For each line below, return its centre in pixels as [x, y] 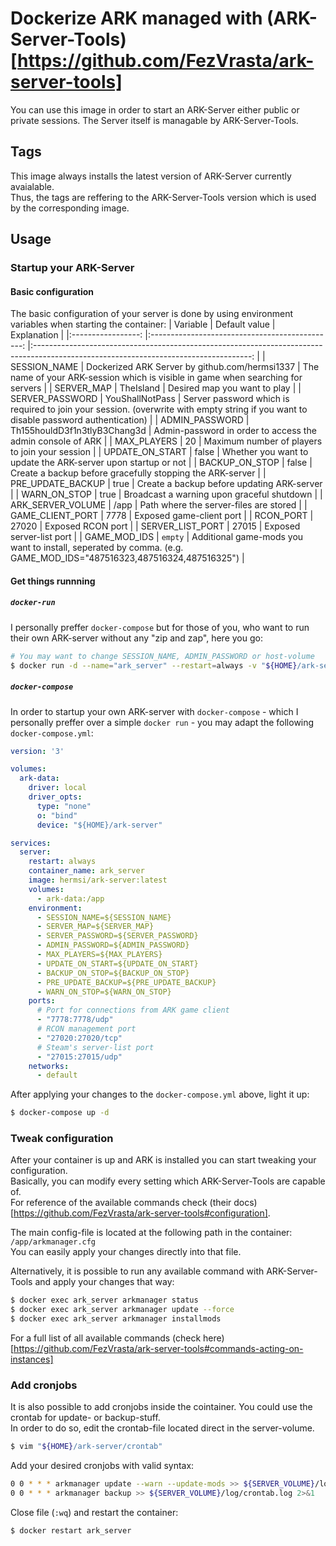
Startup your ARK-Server [72, 268]
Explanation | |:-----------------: [76, 335]
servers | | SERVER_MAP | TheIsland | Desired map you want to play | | [156, 388]
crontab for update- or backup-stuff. [85, 1418]
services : [31, 843]
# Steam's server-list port [95, 1047]
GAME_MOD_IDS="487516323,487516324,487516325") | [127, 558]
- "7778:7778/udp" [75, 1020]
